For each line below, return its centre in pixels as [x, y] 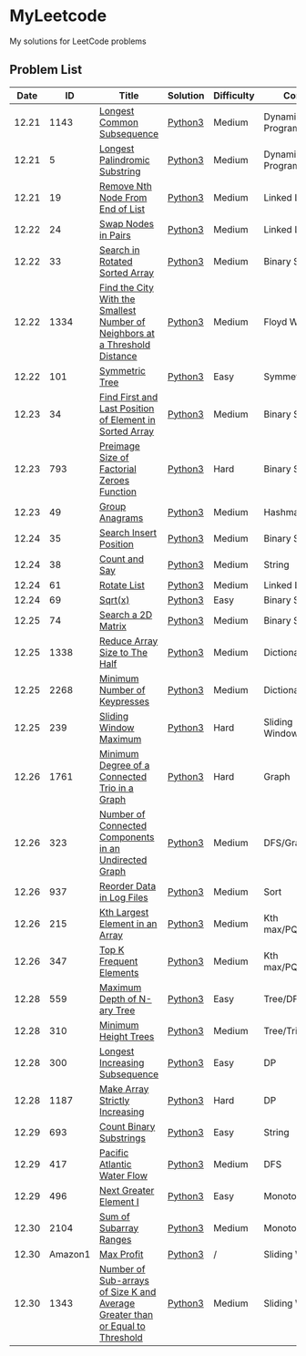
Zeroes [114, 480]
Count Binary [127, 1126]
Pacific [114, 1153]
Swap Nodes [127, 223]
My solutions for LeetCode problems [78, 41]
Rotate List [122, 585]
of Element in [127, 419]
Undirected [123, 860]
